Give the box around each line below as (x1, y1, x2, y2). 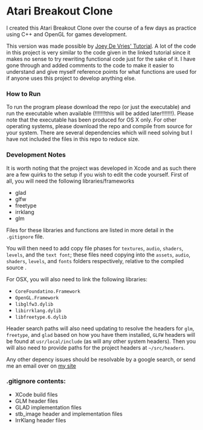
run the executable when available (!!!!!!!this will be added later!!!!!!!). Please (6, 110, 195, 117)
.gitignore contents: (6, 377, 66, 385)
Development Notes (6, 151, 66, 159)
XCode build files (14, 391, 58, 398)
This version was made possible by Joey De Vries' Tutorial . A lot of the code (6, 42, 196, 50)
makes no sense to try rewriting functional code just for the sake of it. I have (6, 55, 196, 62)
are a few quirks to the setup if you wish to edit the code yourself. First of (6, 171, 189, 178)
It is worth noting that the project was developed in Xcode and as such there (6, 165, 196, 172)
